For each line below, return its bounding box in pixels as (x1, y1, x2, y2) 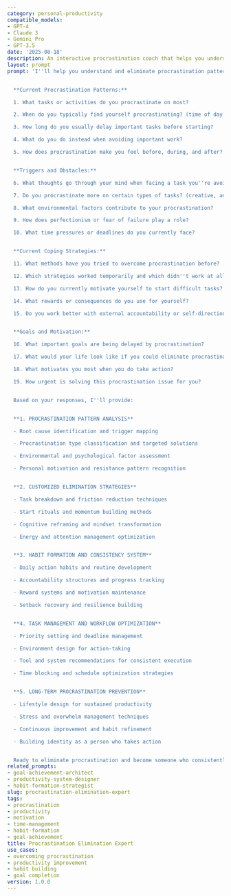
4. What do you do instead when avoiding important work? (13, 136, 184, 143)
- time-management (7, 821, 60, 828)
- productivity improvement (7, 859, 88, 866)
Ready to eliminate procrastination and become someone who (13, 757, 189, 764)
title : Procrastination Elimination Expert (7, 839, 134, 847)
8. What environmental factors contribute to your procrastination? (13, 204, 214, 211)
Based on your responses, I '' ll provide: (13, 397, 134, 404)
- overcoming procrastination (7, 853, 94, 859)
